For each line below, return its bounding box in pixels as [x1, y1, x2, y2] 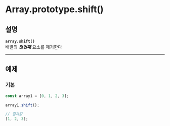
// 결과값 [5, 112, 23, 117]
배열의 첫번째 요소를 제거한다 [5, 44, 62, 50]
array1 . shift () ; [5, 103, 39, 108]
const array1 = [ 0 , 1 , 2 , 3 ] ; [5, 93, 69, 99]
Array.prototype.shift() [5, 4, 104, 15]
